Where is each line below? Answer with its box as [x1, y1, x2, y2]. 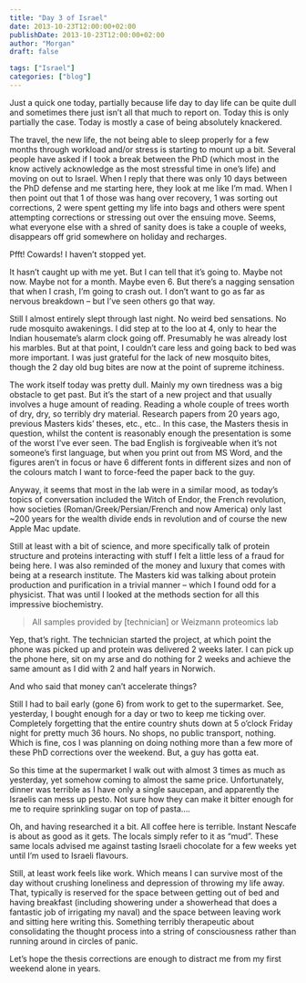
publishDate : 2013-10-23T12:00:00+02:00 [9, 30, 166, 39]
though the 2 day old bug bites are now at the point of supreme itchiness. [9, 361, 285, 372]
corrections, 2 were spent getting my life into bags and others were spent [9, 202, 285, 212]
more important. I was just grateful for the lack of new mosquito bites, [9, 352, 271, 363]
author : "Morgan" [9, 38, 76, 48]
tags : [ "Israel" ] [9, 64, 76, 73]
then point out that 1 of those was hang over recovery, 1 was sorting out [9, 192, 278, 203]
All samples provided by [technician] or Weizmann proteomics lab [31, 616, 280, 627]
